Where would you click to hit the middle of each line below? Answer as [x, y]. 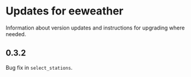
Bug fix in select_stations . [39, 67]
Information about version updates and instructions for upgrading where [95, 28]
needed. [16, 34]
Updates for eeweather [65, 11]
